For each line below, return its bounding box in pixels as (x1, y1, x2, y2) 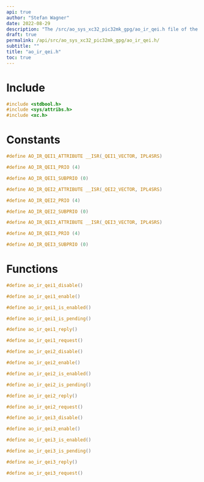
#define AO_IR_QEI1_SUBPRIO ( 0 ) (6, 175, 89, 181)
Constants (6, 133, 60, 147)
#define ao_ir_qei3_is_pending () (6, 448, 92, 454)
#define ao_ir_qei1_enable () (6, 293, 81, 300)
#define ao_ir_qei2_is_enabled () (6, 371, 92, 377)
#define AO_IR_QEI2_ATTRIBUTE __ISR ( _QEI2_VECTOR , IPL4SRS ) (6, 186, 163, 193)
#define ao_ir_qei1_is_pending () (6, 316, 92, 322)
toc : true (6, 54, 32, 61)
